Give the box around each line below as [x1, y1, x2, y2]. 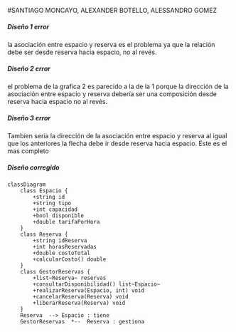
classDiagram [7, 181, 46, 188]
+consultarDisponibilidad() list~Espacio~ [33, 281, 161, 288]
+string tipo [33, 199, 72, 207]
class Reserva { [20, 231, 69, 238]
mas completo [7, 146, 50, 155]
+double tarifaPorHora [33, 218, 100, 225]
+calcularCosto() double [33, 256, 107, 263]
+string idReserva [33, 237, 87, 244]
